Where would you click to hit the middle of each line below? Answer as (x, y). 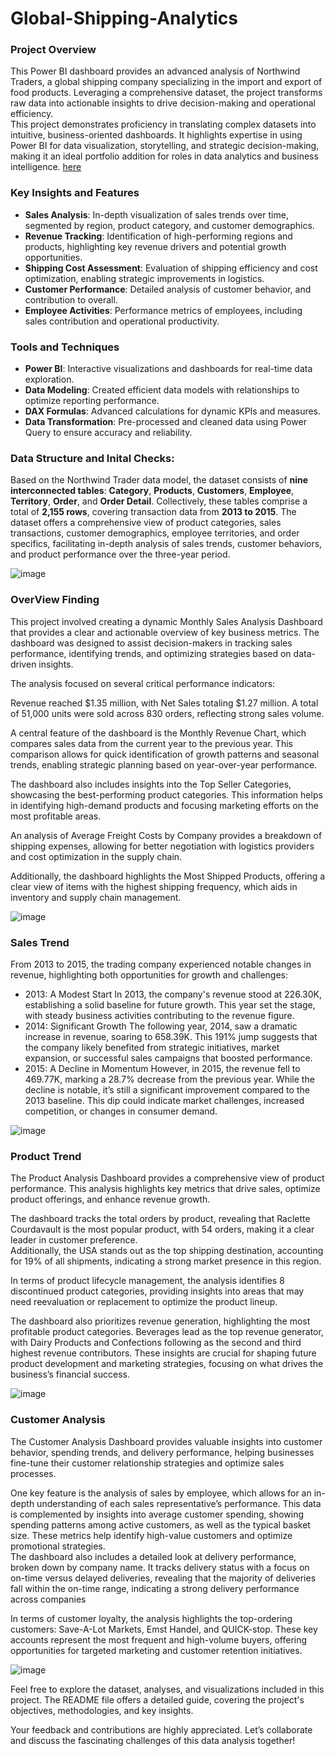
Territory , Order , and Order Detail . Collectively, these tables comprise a (159, 501)
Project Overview (53, 50)
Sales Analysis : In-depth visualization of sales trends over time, (156, 214)
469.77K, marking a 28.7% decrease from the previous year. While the (169, 1079)
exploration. (49, 379)
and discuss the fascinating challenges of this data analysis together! (153, 1740)
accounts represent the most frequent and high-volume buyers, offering (159, 1639)
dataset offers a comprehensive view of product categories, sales (146, 523)
